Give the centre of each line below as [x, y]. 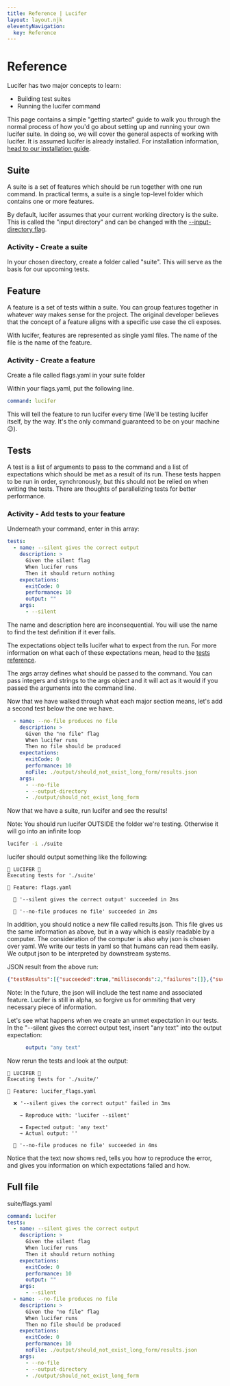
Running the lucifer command [59, 106]
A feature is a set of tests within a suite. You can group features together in [113, 308]
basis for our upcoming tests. [49, 269]
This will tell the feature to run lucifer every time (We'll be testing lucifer [108, 414]
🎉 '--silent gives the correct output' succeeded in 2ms [96, 900]
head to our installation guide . [49, 149]
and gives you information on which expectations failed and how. [99, 1165]
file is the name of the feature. [50, 343]
